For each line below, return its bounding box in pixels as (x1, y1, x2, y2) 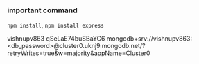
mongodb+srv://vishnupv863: (106, 34, 193, 43)
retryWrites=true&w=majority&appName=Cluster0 (7, 49, 150, 57)
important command (7, 6, 78, 15)
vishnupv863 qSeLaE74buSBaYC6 (7, 34, 105, 43)
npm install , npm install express (7, 21, 104, 30)
